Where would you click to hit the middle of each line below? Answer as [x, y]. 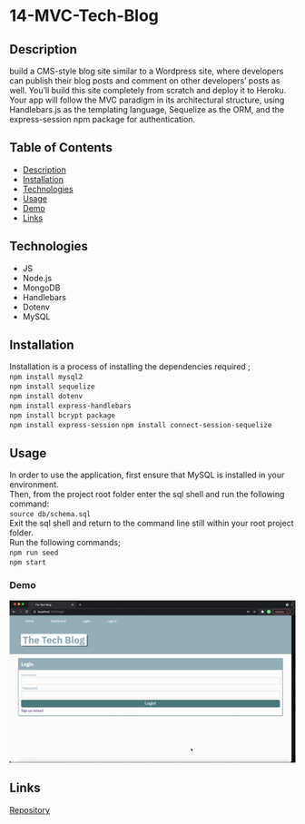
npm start [28, 563]
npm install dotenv [46, 397]
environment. [34, 485]
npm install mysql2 [46, 378]
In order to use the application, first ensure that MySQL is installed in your [147, 475]
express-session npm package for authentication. [103, 119]
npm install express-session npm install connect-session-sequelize [141, 426]
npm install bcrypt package [63, 416]
